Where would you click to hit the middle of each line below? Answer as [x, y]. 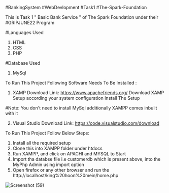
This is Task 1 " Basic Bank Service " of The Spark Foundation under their [82, 17]
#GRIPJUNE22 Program [30, 23]
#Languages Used [25, 32]
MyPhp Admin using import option [48, 164]
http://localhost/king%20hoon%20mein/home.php [65, 175]
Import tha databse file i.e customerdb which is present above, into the [87, 159]
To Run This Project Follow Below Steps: [47, 133]
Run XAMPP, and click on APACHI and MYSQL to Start [69, 154]
